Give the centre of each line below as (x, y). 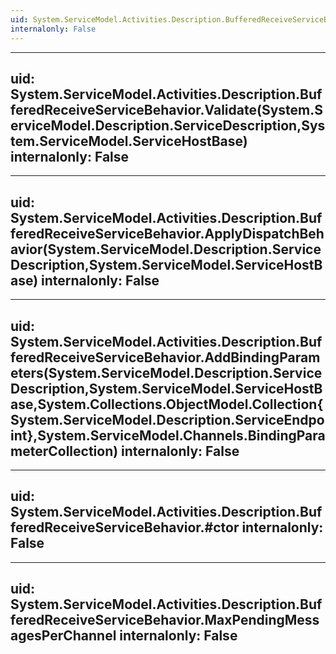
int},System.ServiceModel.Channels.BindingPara (168, 435)
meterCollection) (64, 451)
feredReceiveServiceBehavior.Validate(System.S (166, 109)
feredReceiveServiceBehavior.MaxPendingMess (165, 620)
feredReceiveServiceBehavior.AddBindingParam (165, 357)
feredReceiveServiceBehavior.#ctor (125, 527)
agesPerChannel (63, 636)
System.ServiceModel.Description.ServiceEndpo (167, 419)
